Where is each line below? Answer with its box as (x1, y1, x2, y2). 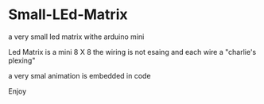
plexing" (8, 56, 36, 65)
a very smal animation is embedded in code (8, 71, 151, 80)
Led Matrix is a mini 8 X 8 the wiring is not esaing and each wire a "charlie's (8, 47, 257, 56)
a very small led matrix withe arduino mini (8, 32, 145, 41)
